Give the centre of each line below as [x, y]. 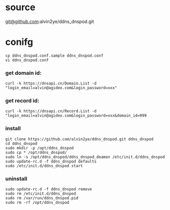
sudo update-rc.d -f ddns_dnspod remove [49, 189]
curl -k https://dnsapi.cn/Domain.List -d [51, 84]
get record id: [22, 101]
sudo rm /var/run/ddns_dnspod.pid [42, 198]
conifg [19, 42]
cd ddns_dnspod [21, 143]
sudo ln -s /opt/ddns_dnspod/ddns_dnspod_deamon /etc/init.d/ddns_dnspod [85, 157]
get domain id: [23, 73]
